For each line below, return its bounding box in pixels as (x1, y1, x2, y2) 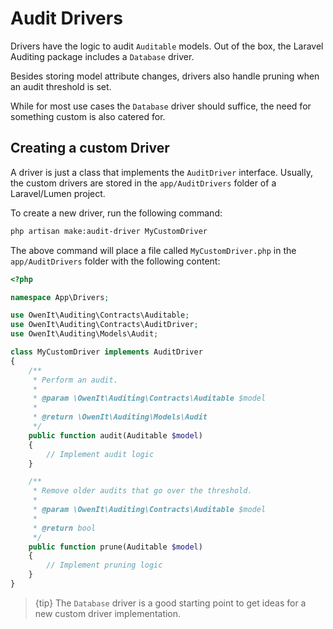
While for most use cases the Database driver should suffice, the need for (10, 100, 312, 112)
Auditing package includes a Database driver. (10, 50, 195, 62)
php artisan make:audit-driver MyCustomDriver (10, 226, 208, 236)
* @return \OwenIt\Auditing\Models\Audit (32, 412, 208, 422)
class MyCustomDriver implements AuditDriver (10, 347, 203, 357)
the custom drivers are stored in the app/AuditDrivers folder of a (10, 177, 277, 189)
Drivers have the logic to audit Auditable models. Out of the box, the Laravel (10, 40, 324, 52)
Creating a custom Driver (10, 140, 170, 157)
